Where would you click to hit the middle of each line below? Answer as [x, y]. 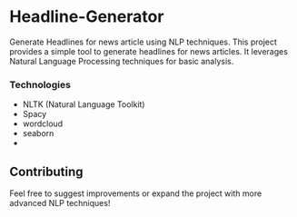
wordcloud [43, 123]
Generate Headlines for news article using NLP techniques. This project [143, 42]
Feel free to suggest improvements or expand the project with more [136, 193]
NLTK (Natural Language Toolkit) [84, 104]
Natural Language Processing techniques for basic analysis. [122, 61]
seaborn [38, 133]
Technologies [40, 84]
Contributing [46, 171]
